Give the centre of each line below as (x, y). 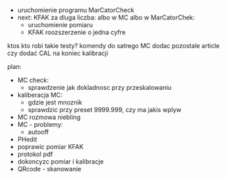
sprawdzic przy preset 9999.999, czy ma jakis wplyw (104, 110)
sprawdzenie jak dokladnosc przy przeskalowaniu (100, 87)
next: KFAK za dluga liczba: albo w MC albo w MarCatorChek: (106, 17)
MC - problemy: (40, 124)
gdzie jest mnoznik (55, 102)
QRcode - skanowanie (49, 169)
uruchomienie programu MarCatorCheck (76, 10)
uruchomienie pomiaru (60, 25)
